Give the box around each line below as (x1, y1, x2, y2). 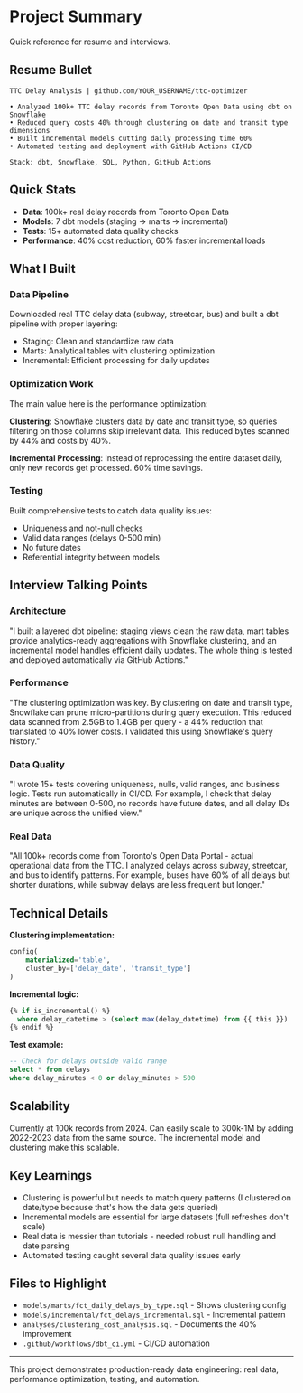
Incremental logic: (9, 988, 79, 1000)
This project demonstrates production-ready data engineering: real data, (9, 1364, 280, 1375)
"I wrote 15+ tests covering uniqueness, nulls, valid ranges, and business (9, 779, 280, 790)
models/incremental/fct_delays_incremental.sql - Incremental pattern (22, 1309, 286, 1321)
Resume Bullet (9, 62, 93, 78)
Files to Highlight (9, 1276, 106, 1291)
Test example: (9, 1040, 64, 1050)
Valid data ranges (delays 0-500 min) (22, 532, 161, 543)
